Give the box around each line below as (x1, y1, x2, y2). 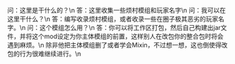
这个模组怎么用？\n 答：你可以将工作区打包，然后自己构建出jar (39, 24, 222, 31)
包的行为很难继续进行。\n (7, 49, 82, 58)
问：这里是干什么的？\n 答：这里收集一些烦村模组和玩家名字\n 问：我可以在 (7, 6, 227, 14)
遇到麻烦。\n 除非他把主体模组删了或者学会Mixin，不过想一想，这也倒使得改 (7, 41, 228, 49)
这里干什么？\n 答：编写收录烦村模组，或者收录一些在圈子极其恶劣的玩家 (7, 15, 219, 23)
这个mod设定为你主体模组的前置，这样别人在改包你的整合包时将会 (31, 32, 224, 40)
